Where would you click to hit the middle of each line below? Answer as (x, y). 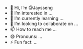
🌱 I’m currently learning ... (37, 18)
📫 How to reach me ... (33, 29)
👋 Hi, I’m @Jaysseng (31, 8)
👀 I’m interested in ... (31, 13)
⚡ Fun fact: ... (24, 42)
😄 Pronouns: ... (26, 36)
